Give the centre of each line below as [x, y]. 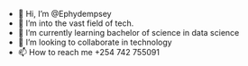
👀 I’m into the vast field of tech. [76, 23]
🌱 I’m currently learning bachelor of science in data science [129, 33]
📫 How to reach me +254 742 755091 [89, 52]
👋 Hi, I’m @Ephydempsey [64, 14]
